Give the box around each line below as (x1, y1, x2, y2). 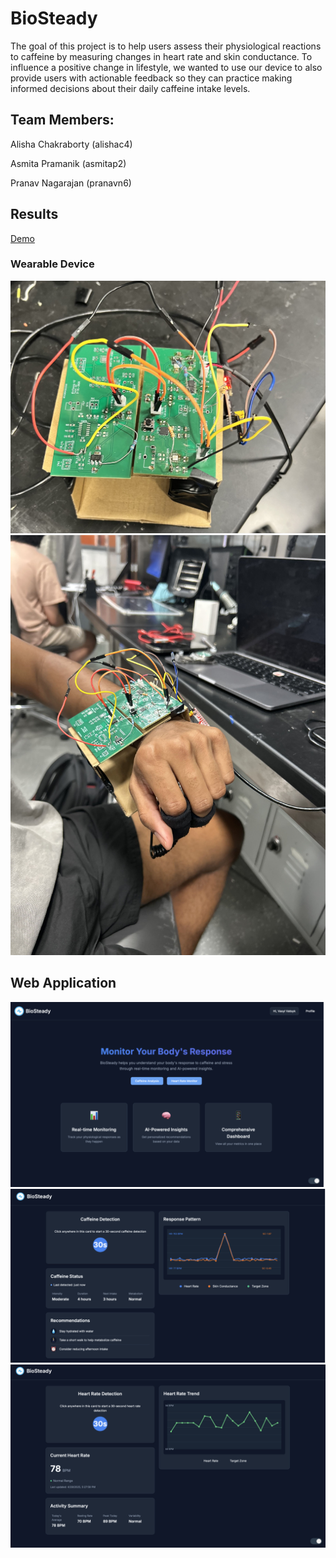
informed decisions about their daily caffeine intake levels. (10, 82, 251, 94)
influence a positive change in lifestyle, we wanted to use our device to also (10, 61, 323, 73)
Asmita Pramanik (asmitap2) (10, 157, 127, 169)
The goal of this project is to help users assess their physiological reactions (10, 40, 322, 52)
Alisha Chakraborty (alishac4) (10, 138, 133, 150)
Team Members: (10, 112, 115, 129)
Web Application (10, 975, 117, 992)
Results (10, 206, 59, 223)
